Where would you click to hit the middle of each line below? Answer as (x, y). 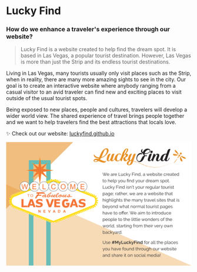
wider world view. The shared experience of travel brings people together (95, 116)
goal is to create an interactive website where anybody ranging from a (91, 86)
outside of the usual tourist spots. (47, 98)
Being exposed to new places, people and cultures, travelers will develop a (97, 110)
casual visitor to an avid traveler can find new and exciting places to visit (94, 92)
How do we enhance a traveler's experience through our (88, 29)
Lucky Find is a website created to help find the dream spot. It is (98, 49)
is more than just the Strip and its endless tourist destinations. (95, 62)
